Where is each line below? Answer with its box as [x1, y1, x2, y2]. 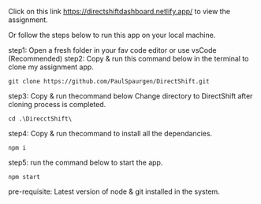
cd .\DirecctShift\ [8, 115, 73, 123]
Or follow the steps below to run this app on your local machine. [8, 31, 216, 39]
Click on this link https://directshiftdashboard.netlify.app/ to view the [8, 7, 231, 16]
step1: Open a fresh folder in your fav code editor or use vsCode [8, 46, 217, 54]
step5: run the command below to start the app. [8, 158, 163, 167]
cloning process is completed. [8, 100, 106, 109]
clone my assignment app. [8, 62, 95, 72]
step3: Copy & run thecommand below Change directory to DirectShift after [8, 91, 253, 101]
